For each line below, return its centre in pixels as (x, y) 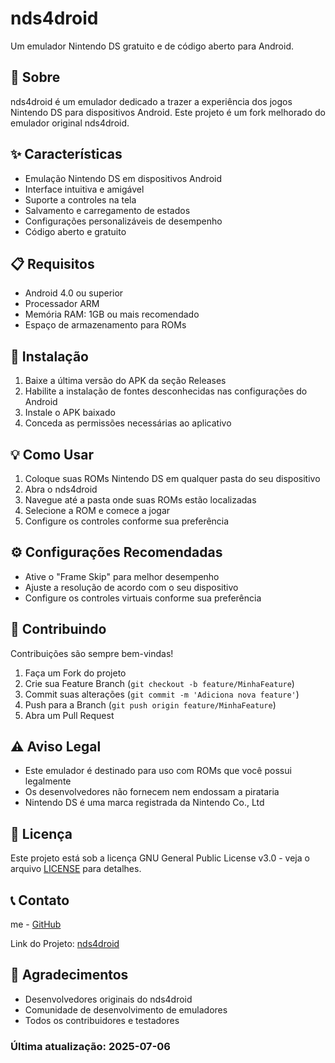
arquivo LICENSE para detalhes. (76, 869)
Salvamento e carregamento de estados (107, 210)
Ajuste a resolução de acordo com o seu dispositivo (131, 587)
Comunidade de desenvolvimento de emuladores (126, 1009)
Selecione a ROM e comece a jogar (97, 510)
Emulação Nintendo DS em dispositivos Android (123, 178)
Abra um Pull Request (69, 715)
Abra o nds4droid (61, 489)
